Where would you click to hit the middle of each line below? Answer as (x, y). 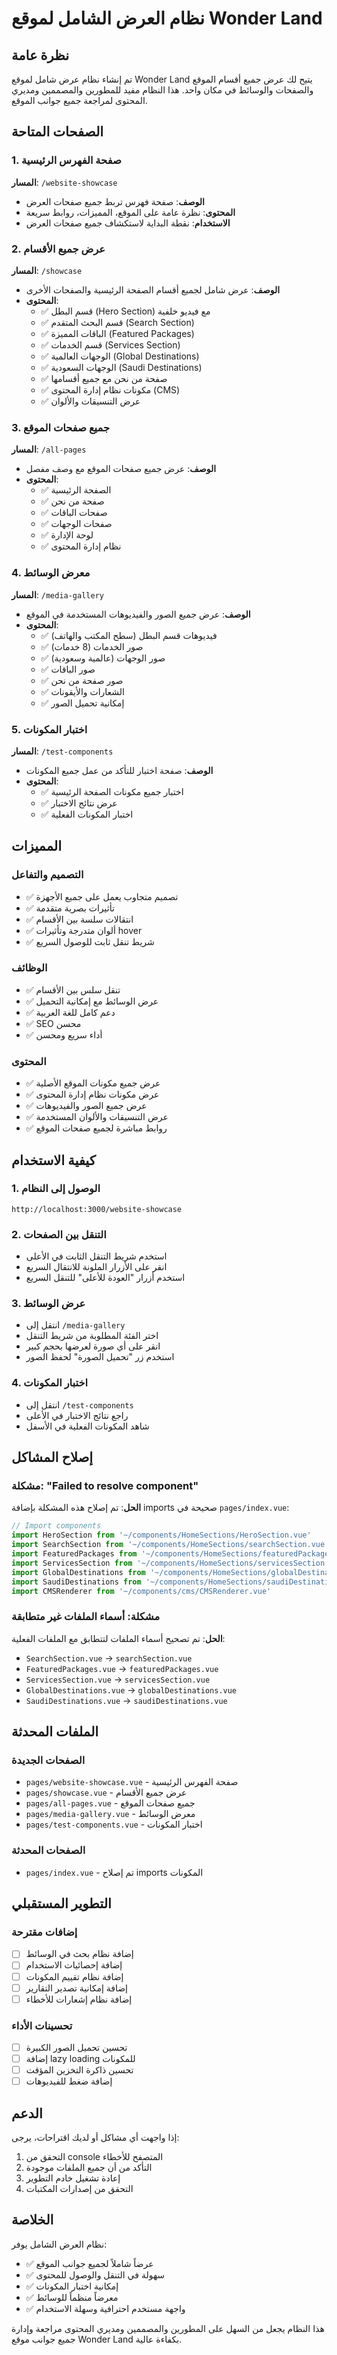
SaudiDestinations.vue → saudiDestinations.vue (126, 1700)
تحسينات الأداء (42, 2025)
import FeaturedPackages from (74, 1554)
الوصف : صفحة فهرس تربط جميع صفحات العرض (115, 201)
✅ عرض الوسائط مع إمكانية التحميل (92, 1001)
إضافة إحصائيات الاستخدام (74, 1965)
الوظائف (29, 968)
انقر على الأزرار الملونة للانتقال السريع (96, 1267)
